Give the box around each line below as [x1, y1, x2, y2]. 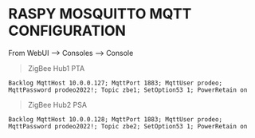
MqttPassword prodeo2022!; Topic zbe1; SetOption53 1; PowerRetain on [8, 85, 248, 94]
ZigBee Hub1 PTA [27, 63, 85, 73]
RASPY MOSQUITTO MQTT [8, 5, 192, 23]
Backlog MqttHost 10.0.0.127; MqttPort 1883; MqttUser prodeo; [8, 79, 223, 87]
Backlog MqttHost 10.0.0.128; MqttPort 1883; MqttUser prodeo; [8, 115, 223, 124]
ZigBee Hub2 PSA [27, 100, 88, 109]
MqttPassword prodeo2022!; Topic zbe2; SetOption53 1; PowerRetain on [8, 122, 248, 130]
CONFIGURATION [8, 22, 126, 40]
